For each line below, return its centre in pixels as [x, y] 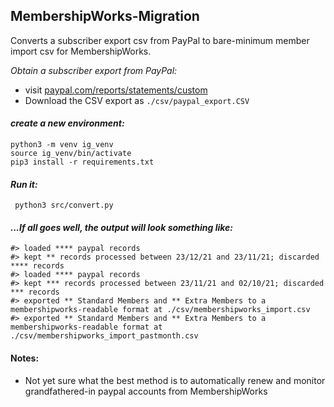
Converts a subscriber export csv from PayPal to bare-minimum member [160, 40]
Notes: [25, 358]
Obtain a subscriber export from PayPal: [94, 70]
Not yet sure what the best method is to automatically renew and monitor [175, 380]
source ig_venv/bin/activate [71, 154]
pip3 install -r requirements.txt [82, 162]
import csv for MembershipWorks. [81, 51]
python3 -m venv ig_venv [62, 145]
